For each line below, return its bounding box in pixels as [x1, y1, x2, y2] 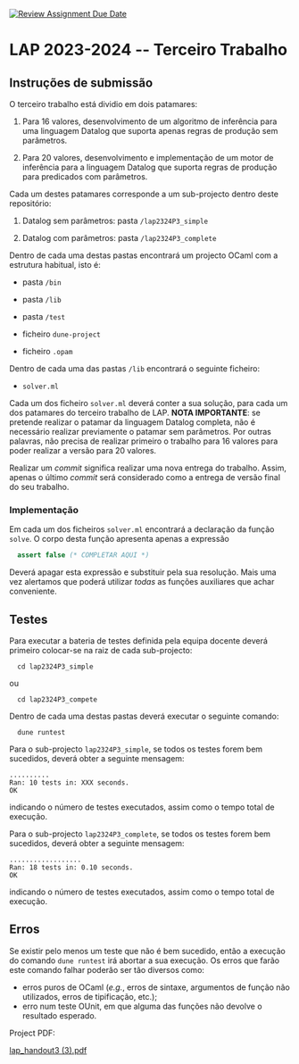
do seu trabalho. [9, 482, 70, 492]
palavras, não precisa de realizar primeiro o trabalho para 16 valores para [9, 436, 278, 446]
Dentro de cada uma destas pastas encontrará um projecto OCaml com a [9, 250, 278, 261]
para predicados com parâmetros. [21, 171, 148, 182]
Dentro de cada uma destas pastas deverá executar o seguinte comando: [9, 711, 279, 721]
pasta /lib [21, 295, 62, 304]
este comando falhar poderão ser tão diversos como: [9, 964, 205, 975]
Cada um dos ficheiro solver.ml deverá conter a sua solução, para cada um [9, 398, 288, 408]
